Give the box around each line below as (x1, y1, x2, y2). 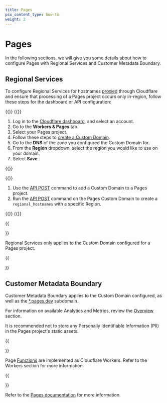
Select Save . (12, 156, 39, 162)
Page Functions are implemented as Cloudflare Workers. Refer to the (5, 357, 147, 363)
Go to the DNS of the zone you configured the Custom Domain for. (12, 140, 150, 146)
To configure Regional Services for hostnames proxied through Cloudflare (5, 88, 158, 94)
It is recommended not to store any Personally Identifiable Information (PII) (5, 323, 159, 329)
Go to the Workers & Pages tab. (12, 124, 79, 130)
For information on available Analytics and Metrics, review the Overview (5, 308, 154, 314)
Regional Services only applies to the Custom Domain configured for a (5, 240, 150, 246)
